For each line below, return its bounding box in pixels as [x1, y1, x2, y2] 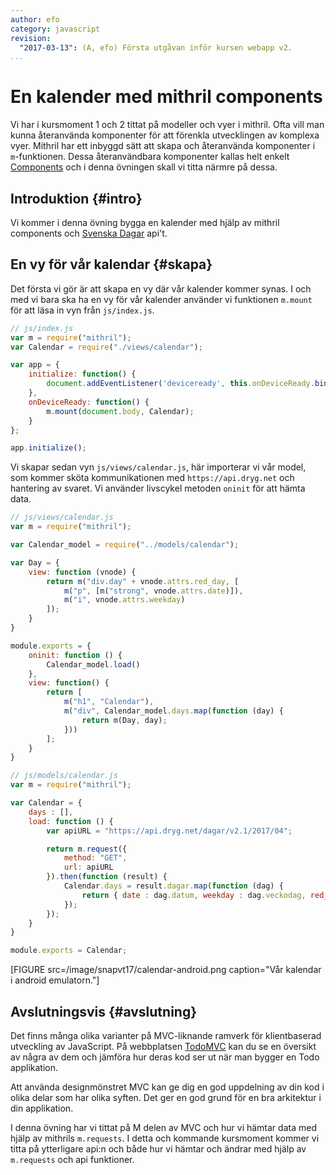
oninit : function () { [28, 650, 123, 660]
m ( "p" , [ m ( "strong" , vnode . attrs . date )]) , [63, 586, 244, 596]
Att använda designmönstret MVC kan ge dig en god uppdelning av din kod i [10, 1081, 325, 1093]
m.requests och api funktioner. [10, 1154, 135, 1165]
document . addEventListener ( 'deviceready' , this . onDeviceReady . [46, 379, 315, 389]
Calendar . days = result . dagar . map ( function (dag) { [63, 881, 284, 891]
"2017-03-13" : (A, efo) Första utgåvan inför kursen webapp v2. [19, 42, 293, 53]
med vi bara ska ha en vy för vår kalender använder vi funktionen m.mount [10, 293, 313, 305]
